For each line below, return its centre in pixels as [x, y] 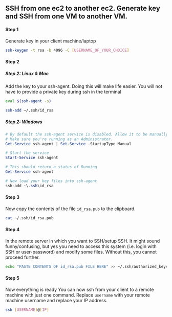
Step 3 [12, 197]
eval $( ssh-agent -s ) [28, 101]
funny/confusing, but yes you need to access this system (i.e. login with [81, 246]
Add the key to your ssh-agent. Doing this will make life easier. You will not [84, 86]
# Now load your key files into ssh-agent [51, 181]
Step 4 [13, 230]
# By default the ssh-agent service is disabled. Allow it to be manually [87, 134]
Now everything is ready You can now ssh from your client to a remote [80, 289]
